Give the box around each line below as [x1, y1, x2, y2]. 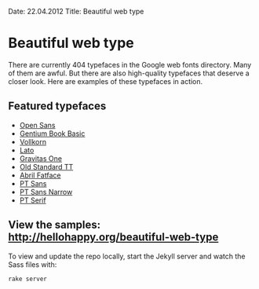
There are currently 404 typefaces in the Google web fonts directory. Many [8, 60, 252, 69]
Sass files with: [8, 259, 57, 269]
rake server [8, 275, 47, 283]
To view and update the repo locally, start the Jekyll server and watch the [8, 251, 246, 261]
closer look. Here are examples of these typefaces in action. [8, 76, 203, 86]
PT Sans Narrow [19, 187, 73, 196]
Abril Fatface [19, 170, 61, 180]
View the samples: [8, 218, 101, 232]
